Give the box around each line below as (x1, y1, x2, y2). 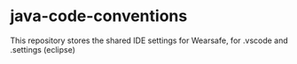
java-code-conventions (10, 6, 188, 26)
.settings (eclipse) (10, 44, 76, 54)
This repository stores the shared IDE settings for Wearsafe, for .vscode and (10, 35, 289, 46)
